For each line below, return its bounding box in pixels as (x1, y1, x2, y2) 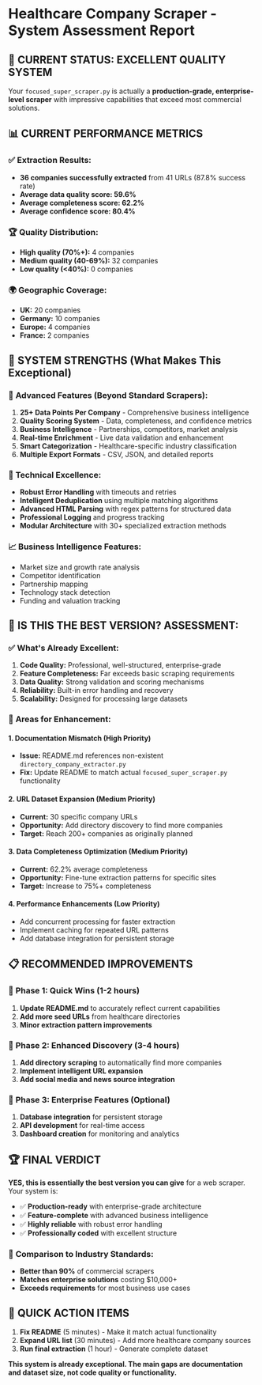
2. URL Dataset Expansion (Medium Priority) (8, 794, 155, 804)
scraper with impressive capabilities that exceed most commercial (25, 95, 242, 104)
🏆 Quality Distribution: (8, 226, 99, 237)
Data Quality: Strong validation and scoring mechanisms (19, 677, 204, 687)
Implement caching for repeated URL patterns (19, 925, 170, 934)
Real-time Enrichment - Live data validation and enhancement (19, 433, 224, 442)
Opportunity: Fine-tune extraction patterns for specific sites (19, 872, 217, 882)
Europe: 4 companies (19, 322, 91, 332)
